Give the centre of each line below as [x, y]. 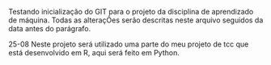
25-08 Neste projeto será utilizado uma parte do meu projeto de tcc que [129, 44]
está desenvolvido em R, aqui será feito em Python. [94, 53]
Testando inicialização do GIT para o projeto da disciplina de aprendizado [131, 12]
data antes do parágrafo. [50, 28]
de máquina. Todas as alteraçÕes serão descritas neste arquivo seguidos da [136, 20]
